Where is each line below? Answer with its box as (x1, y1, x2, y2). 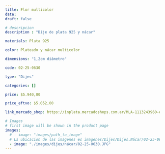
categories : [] (5, 83, 36, 88)
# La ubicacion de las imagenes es (9, 137, 82, 142)
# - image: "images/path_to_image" (9, 132, 82, 137)
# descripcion (5, 25, 34, 30)
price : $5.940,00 (5, 92, 41, 97)
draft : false (5, 16, 32, 21)
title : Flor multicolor (5, 7, 54, 12)
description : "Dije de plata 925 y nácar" (5, 30, 96, 35)
